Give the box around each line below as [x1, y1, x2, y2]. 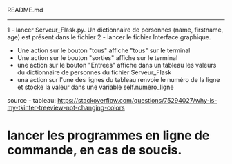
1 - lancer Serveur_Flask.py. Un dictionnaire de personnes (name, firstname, [7, 25, 224, 34]
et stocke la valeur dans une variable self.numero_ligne [17, 83, 174, 91]
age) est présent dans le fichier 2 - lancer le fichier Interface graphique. [7, 33, 211, 41]
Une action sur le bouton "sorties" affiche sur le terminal [17, 54, 178, 61]
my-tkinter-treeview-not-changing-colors [7, 103, 126, 112]
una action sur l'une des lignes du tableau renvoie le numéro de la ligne [17, 76, 220, 83]
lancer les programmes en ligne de [7, 127, 210, 143]
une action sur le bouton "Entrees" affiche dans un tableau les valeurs [17, 61, 217, 69]
